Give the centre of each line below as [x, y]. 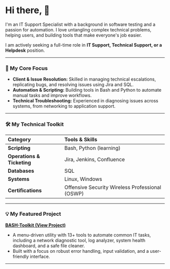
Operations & [24, 156]
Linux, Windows [83, 179]
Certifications [25, 190]
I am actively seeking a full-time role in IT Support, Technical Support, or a [84, 45]
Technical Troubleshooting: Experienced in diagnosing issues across [85, 101]
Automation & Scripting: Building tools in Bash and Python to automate [87, 90]
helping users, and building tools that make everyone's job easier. [74, 35]
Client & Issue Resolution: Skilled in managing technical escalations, [84, 79]
